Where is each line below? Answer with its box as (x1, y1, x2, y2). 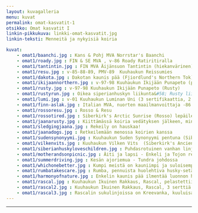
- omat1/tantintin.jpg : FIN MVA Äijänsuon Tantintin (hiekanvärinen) (16, 63, 194, 69)
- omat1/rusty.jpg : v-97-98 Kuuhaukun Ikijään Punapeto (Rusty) (16, 85, 181, 92)
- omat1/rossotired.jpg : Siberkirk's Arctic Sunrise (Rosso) (16, 113, 173, 119)
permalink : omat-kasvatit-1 (6, 20, 75, 25)
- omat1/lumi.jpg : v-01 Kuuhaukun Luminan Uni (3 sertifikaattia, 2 (16, 96, 192, 102)
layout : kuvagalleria (6, 8, 60, 15)
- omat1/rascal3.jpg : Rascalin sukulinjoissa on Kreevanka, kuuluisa (16, 190, 194, 196)
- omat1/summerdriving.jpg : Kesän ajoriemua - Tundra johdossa (16, 157, 178, 163)
